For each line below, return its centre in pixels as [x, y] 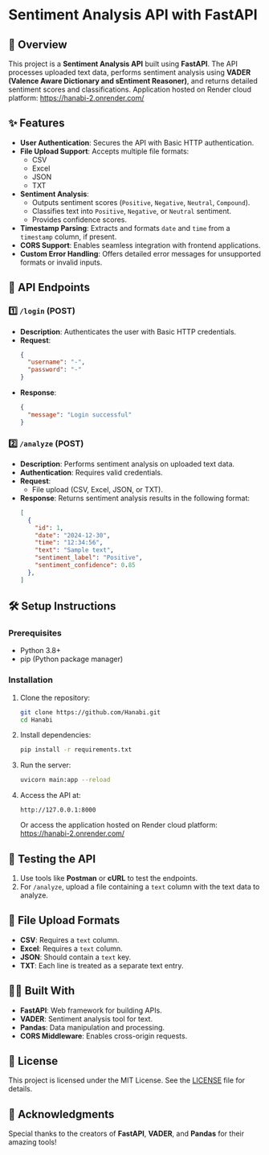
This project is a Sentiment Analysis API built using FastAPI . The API [123, 64]
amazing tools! [33, 1142]
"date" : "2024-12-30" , [73, 535]
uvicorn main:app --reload [65, 780]
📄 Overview [38, 45]
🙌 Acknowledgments [61, 1114]
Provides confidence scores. [79, 220]
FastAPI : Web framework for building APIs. [91, 1010]
